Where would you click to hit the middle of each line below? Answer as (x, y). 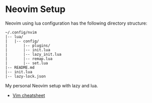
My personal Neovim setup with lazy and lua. (52, 85)
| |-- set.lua (27, 63)
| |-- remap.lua (29, 59)
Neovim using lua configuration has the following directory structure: (76, 23)
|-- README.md (20, 67)
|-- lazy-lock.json (26, 76)
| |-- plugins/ (28, 45)
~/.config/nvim (21, 32)
